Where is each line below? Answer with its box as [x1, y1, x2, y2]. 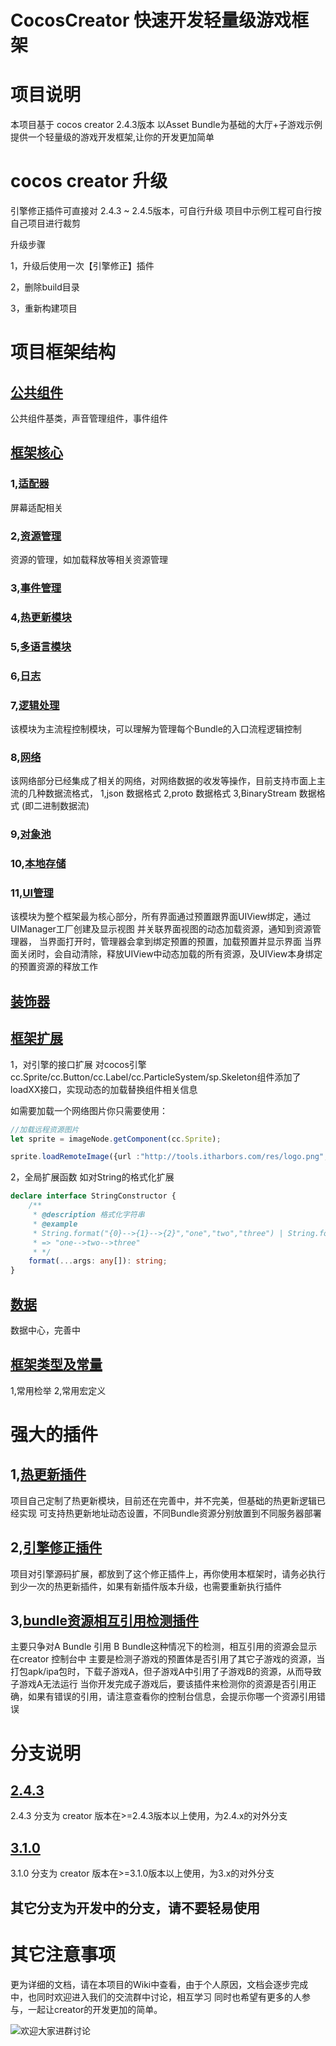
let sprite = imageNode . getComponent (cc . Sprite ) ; [10, 1134, 222, 1144]
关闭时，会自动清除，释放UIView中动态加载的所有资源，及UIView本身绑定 [18, 948, 323, 960]
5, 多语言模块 [10, 639, 72, 653]
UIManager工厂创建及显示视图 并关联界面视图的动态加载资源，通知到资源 [10, 923, 313, 935]
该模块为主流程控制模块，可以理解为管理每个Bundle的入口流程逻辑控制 [10, 723, 302, 735]
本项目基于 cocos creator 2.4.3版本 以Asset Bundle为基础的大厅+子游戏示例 [10, 119, 323, 131]
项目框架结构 [10, 341, 117, 364]
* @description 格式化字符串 [32, 1210, 145, 1220]
